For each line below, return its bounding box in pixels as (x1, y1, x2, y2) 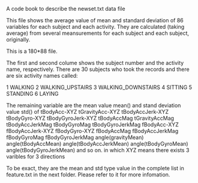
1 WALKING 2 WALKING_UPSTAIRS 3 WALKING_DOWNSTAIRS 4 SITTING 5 (6, 84, 193, 91)
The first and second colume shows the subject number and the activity (6, 60, 184, 66)
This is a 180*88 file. (6, 48, 58, 55)
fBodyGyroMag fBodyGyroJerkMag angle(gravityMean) (6, 134, 144, 141)
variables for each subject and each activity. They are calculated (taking (6, 23, 185, 30)
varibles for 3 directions (6, 153, 65, 160)
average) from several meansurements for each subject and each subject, (6, 29, 189, 37)
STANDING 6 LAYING (6, 90, 59, 97)
